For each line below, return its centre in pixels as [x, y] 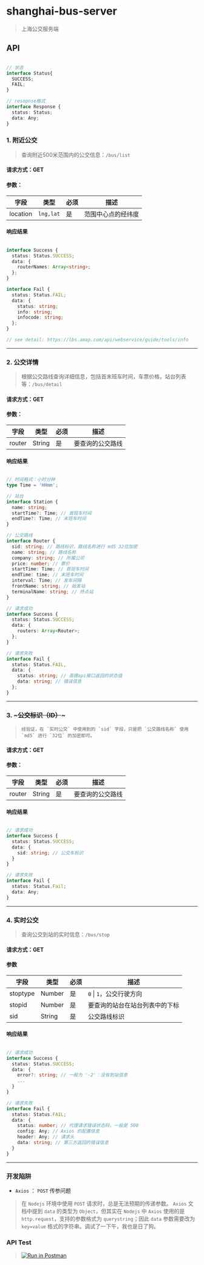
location [21, 214]
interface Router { [31, 541]
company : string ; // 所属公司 [48, 558]
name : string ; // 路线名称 [44, 552]
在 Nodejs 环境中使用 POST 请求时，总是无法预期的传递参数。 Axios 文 [107, 1203]
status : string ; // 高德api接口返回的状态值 [70, 676]
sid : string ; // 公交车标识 [50, 853]
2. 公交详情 [22, 362]
